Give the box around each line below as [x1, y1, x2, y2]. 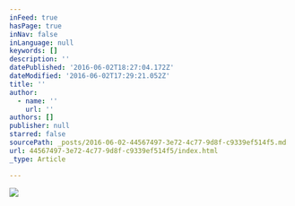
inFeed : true [9, 13, 58, 22]
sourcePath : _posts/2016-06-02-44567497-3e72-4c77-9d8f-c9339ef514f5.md [9, 138, 287, 147]
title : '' [9, 80, 47, 89]
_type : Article [9, 154, 66, 164]
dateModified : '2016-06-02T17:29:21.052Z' [9, 72, 170, 81]
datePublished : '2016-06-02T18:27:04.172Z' [9, 64, 175, 73]
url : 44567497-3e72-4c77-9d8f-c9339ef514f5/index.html [9, 146, 219, 155]
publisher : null [9, 122, 70, 131]
